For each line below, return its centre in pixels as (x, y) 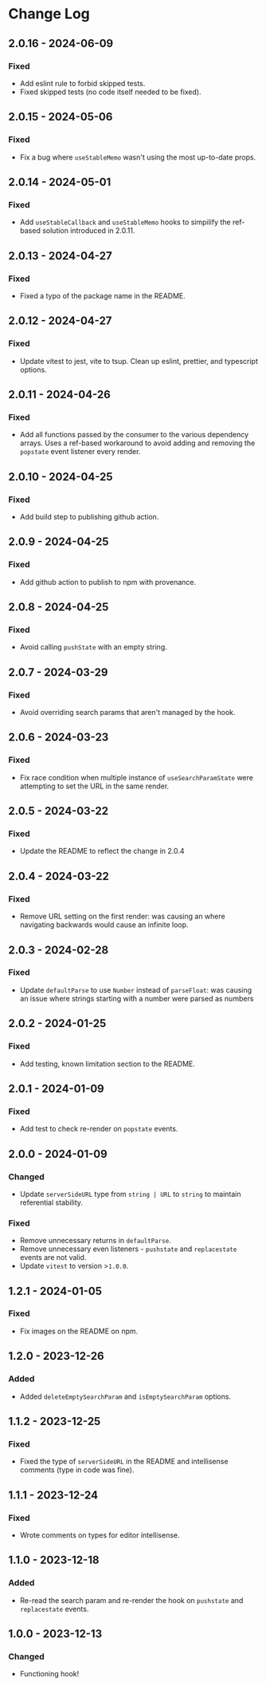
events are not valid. (53, 1258)
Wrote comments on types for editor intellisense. (100, 1535)
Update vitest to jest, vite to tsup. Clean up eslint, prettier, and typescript (139, 361)
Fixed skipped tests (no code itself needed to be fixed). (110, 92)
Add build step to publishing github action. (89, 517)
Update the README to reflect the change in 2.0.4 (102, 851)
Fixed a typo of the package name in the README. (102, 295)
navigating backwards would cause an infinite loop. (104, 925)
